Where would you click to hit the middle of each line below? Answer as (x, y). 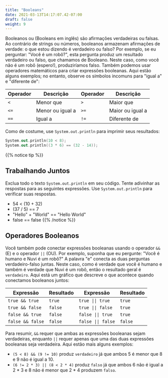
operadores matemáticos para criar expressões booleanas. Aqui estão (78, 71)
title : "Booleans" (24, 10)
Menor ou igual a (56, 111)
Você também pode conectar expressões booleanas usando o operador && (83, 248)
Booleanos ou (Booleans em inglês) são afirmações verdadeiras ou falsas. (82, 38)
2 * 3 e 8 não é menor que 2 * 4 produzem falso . (64, 370)
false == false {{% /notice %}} (44, 220)
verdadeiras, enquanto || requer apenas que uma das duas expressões (79, 339)
